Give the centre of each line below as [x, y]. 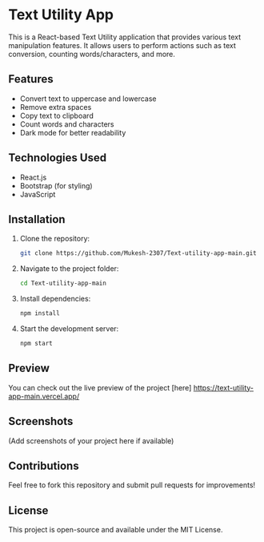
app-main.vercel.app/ [44, 396]
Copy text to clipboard [56, 115]
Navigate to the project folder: [69, 269]
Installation [37, 219]
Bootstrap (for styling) [56, 185]
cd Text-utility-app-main [63, 283]
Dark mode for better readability [73, 132]
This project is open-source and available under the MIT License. [116, 530]
